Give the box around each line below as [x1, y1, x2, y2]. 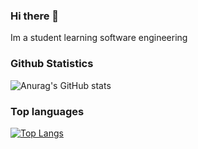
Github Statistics [10, 57, 94, 71]
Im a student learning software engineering [10, 32, 188, 44]
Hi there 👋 [10, 9, 60, 23]
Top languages [10, 104, 85, 118]
